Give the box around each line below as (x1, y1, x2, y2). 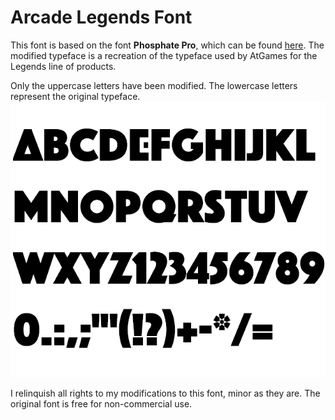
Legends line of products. (10, 60, 117, 72)
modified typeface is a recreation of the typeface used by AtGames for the (10, 49, 318, 61)
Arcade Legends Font (10, 6, 193, 29)
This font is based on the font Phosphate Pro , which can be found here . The (10, 39, 325, 51)
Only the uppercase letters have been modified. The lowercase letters (10, 79, 298, 91)
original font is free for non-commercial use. (10, 397, 193, 410)
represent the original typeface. (10, 90, 141, 102)
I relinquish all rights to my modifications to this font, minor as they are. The (10, 387, 321, 399)
